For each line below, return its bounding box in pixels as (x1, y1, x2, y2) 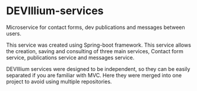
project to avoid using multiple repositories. (6, 78, 112, 85)
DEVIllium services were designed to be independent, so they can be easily (6, 65, 190, 72)
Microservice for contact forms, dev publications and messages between (6, 24, 185, 31)
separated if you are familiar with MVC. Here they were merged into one (6, 71, 182, 79)
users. (6, 30, 22, 37)
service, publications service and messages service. (6, 54, 135, 61)
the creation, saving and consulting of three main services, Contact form (6, 47, 184, 54)
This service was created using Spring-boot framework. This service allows (6, 41, 192, 48)
